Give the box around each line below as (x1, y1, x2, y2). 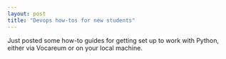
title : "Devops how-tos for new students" (7, 17, 135, 24)
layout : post (7, 10, 46, 18)
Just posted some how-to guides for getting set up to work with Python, (7, 36, 220, 44)
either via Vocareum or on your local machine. (7, 44, 143, 52)
